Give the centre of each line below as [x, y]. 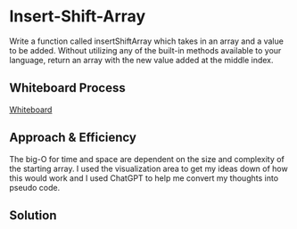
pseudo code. [35, 187]
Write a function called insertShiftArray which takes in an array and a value [146, 41]
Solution [33, 215]
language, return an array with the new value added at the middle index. [141, 60]
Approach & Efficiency [73, 138]
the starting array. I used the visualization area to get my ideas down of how [148, 168]
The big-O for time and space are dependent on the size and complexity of [147, 159]
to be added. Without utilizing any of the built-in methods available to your [145, 50]
